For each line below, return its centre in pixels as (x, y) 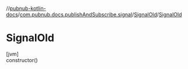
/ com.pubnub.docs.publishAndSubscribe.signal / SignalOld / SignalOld (100, 14)
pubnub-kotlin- (28, 8)
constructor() (22, 60)
